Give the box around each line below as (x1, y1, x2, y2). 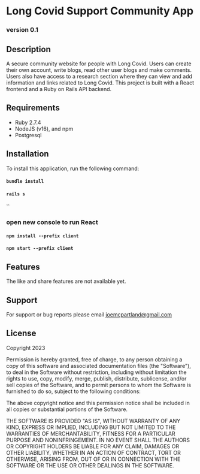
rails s (6, 191, 26, 197)
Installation (6, 149, 49, 159)
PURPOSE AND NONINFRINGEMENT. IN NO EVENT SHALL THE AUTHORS (6, 436, 190, 443)
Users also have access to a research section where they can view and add (6, 73, 193, 80)
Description (6, 44, 51, 55)
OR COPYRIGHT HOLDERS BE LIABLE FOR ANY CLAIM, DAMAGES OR (6, 442, 180, 450)
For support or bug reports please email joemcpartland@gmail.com (6, 311, 172, 318)
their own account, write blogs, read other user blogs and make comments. (6, 66, 192, 73)
